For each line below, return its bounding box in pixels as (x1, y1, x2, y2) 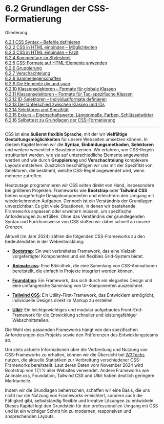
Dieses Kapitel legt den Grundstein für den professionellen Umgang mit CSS (5, 402, 158, 409)
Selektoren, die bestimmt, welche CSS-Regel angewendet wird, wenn (5, 167, 145, 173)
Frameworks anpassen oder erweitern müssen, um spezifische (5, 208, 132, 214)
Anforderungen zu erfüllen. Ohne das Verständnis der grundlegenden (5, 213, 145, 219)
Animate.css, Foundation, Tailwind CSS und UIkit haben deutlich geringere (5, 373, 155, 378)
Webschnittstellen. (12, 317, 50, 323)
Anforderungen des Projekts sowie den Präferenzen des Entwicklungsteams (5, 331, 159, 338)
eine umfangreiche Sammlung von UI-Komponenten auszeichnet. (12, 283, 144, 288)
